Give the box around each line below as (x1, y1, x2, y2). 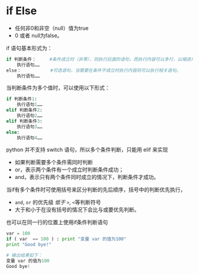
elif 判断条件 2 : (6, 107, 43, 113)
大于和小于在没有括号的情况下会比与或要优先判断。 (14, 206, 140, 213)
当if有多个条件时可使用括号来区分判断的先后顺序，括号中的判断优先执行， (6, 186, 186, 193)
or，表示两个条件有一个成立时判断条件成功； (14, 166, 124, 173)
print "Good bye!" (6, 242, 52, 248)
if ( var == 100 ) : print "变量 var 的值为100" (6, 236, 127, 242)
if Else (6, 4, 37, 18)
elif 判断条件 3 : (6, 118, 43, 124)
